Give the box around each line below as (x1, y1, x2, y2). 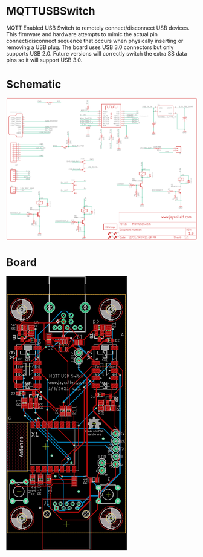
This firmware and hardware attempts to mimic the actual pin (6, 30, 158, 37)
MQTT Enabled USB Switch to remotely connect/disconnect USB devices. (6, 24, 190, 31)
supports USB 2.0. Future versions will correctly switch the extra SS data (6, 50, 187, 57)
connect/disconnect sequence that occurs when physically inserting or (6, 37, 184, 44)
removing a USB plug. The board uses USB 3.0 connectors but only (6, 44, 174, 51)
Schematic (6, 77, 62, 91)
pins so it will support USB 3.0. (6, 56, 83, 64)
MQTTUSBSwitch (6, 4, 95, 18)
